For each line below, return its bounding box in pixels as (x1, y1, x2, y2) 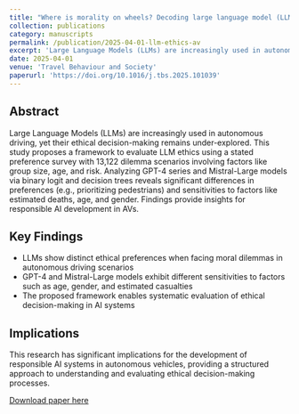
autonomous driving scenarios (21, 262, 134, 272)
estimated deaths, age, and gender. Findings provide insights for (9, 193, 246, 205)
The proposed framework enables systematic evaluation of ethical (21, 290, 265, 301)
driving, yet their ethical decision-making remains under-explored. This (9, 137, 270, 148)
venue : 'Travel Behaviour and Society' (9, 63, 158, 72)
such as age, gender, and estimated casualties (21, 281, 193, 292)
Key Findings (9, 229, 84, 244)
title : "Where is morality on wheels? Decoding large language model (9, 12, 273, 22)
